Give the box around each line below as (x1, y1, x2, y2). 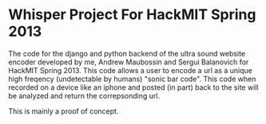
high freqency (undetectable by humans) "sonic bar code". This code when (8, 74, 256, 83)
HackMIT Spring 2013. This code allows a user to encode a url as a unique (8, 65, 253, 75)
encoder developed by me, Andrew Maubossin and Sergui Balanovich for (8, 57, 249, 67)
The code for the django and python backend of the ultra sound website (8, 48, 246, 58)
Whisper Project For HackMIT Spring (8, 6, 256, 24)
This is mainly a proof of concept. (8, 106, 119, 116)
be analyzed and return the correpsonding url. (8, 91, 161, 100)
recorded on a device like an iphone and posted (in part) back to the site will (8, 82, 259, 92)
